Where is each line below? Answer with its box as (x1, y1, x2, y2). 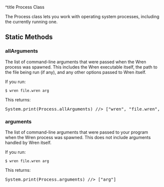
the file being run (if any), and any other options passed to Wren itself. (5, 69, 146, 75)
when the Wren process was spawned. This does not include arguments (5, 134, 151, 140)
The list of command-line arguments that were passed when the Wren (5, 59, 146, 65)
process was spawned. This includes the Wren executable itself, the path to (5, 64, 158, 70)
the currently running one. (5, 19, 58, 24)
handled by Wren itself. (5, 140, 52, 145)
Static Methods (5, 33, 53, 41)
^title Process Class (5, 4, 45, 10)
